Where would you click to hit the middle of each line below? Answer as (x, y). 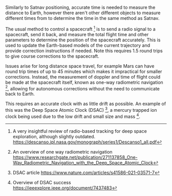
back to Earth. (20, 94)
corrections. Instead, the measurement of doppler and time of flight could (83, 77)
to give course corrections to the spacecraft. (52, 56)
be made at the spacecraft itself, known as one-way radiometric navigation (84, 82)
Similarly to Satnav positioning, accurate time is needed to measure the (80, 7)
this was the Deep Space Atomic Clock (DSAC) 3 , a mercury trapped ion (81, 109)
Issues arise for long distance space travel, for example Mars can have (80, 66)
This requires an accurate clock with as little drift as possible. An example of (86, 104)
